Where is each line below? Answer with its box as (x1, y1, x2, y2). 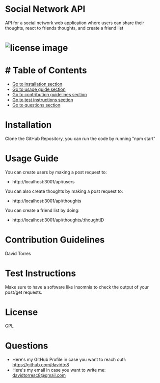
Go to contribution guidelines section (12, 92, 87, 98)
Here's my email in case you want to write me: (12, 367, 106, 373)
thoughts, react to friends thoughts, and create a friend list (5, 25, 124, 31)
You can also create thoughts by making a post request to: (5, 188, 123, 194)
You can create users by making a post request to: (5, 169, 107, 175)
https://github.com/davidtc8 (12, 361, 70, 368)
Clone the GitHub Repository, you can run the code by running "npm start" (5, 136, 156, 141)
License (5, 307, 38, 317)
